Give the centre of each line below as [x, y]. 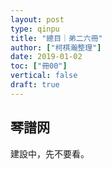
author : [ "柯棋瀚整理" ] [56, 47]
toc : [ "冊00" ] [39, 66]
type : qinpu [35, 29]
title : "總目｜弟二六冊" [56, 38]
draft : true [35, 85]
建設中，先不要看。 [50, 153]
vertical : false [44, 76]
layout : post [37, 19]
